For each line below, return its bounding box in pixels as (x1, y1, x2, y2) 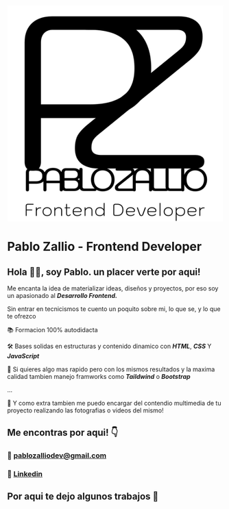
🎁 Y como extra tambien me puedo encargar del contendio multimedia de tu (7, 399, 221, 407)
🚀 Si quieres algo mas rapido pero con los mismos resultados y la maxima (7, 365, 215, 373)
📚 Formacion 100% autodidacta (7, 326, 98, 334)
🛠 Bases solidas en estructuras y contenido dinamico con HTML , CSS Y (7, 342, 212, 350)
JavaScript (7, 352, 40, 360)
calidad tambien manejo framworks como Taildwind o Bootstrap (7, 373, 191, 380)
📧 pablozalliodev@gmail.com (7, 451, 107, 460)
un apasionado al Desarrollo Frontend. (7, 292, 118, 299)
